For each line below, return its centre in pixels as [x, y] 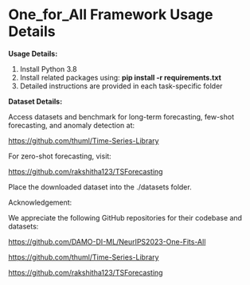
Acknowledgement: [40, 202]
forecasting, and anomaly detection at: [72, 125]
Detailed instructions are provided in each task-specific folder [121, 86]
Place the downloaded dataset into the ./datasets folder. [100, 187]
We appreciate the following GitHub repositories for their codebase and [125, 217]
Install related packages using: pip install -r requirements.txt [120, 77]
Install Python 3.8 [48, 68]
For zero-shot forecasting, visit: [60, 156]
